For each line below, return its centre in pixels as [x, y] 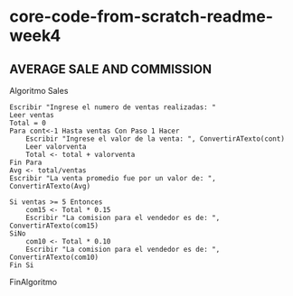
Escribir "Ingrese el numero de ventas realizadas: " [113, 107]
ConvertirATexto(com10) [54, 257]
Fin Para [26, 162]
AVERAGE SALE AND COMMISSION [111, 69]
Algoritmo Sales [39, 91]
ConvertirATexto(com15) [54, 226]
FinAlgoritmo [33, 282]
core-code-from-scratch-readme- [142, 17]
